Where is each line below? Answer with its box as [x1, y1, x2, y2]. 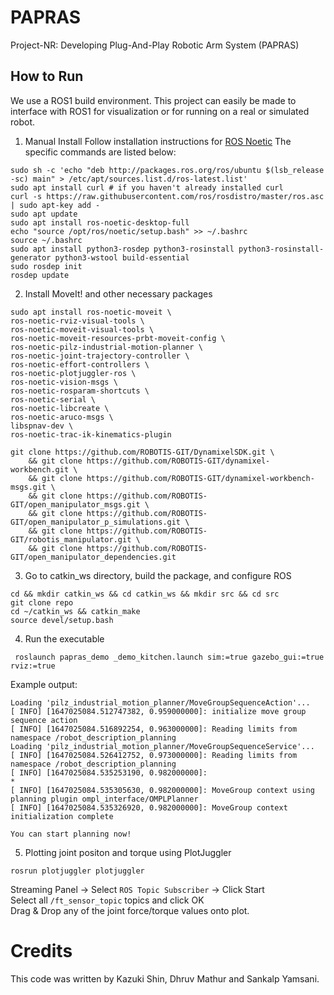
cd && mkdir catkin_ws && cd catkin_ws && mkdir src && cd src [10, 589, 280, 599]
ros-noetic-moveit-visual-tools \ [10, 324, 155, 335]
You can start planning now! [10, 829, 132, 839]
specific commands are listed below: [24, 146, 177, 158]
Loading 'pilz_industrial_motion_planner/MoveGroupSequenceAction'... [10, 697, 311, 708]
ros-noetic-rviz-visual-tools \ [10, 316, 145, 326]
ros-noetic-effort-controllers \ [10, 359, 150, 370]
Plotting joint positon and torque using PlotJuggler [24, 846, 232, 858]
